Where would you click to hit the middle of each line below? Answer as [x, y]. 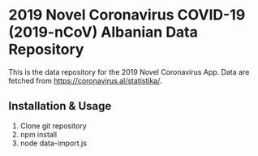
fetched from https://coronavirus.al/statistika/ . [85, 80]
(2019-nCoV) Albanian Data [103, 32]
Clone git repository [53, 126]
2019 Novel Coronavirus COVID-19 [127, 15]
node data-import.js [54, 143]
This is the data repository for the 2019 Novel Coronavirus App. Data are [129, 71]
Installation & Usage [60, 106]
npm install [39, 134]
